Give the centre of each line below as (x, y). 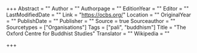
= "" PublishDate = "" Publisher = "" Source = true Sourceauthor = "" (91, 21)
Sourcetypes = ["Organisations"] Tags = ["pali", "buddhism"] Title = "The (96, 27)
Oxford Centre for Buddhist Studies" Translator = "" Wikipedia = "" (88, 34)
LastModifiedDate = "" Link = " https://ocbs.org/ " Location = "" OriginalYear (99, 15)
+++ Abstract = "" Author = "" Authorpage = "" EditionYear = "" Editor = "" (98, 9)
